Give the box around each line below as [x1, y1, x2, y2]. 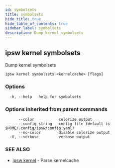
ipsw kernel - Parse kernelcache [12, 157, 79, 163]
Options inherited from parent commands [5, 106, 108, 113]
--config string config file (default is [18, 121, 111, 127]
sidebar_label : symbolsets [5, 26, 61, 31]
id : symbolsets [5, 7, 37, 12]
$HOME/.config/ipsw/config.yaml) [5, 126, 75, 131]
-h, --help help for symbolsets [9, 94, 81, 99]
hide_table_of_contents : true [5, 21, 68, 26]
